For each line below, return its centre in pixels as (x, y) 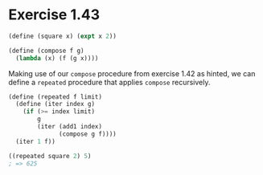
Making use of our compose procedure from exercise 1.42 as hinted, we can (132, 73)
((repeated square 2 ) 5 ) (50, 156)
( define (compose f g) (46, 51)
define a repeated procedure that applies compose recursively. (109, 82)
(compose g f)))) (88, 134)
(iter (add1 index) (70, 127)
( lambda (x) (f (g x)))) (57, 58)
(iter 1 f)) (36, 141)
